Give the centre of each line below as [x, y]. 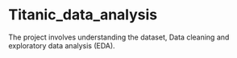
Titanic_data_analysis [83, 15]
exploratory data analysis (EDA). [62, 45]
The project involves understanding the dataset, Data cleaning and [119, 37]
